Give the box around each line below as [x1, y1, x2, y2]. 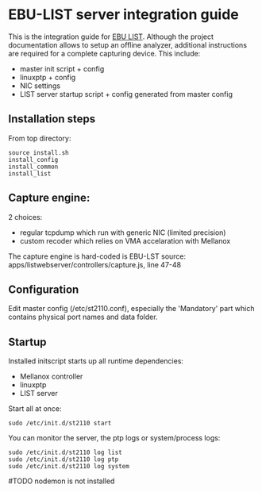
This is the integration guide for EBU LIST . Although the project [8, 32, 214, 41]
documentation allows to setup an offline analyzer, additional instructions [8, 40, 248, 49]
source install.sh [8, 148, 69, 156]
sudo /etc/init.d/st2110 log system [8, 463, 129, 471]
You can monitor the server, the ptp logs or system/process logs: [8, 433, 221, 443]
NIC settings [19, 81, 61, 90]
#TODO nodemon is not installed [8, 476, 115, 486]
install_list [8, 169, 52, 178]
